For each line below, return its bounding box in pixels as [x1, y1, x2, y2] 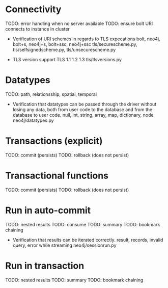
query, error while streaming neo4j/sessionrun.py [12, 242, 117, 248]
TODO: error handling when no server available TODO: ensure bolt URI [5, 20, 153, 27]
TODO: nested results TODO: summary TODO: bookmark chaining [5, 277, 144, 283]
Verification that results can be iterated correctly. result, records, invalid [12, 237, 163, 243]
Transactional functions [5, 170, 108, 181]
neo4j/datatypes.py [12, 117, 54, 123]
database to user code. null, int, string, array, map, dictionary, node [12, 112, 154, 118]
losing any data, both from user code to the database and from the [12, 106, 153, 113]
